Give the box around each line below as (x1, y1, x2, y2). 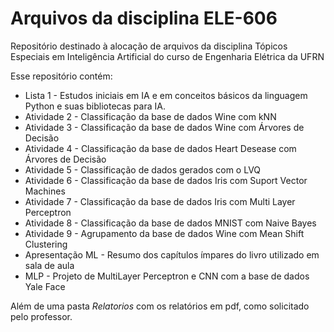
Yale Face (24, 280, 66, 292)
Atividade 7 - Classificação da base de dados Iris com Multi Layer (24, 195, 296, 207)
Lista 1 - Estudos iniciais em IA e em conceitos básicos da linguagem (24, 89, 308, 101)
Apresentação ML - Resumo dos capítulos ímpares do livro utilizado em (24, 248, 320, 261)
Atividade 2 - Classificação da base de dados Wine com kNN (24, 110, 277, 122)
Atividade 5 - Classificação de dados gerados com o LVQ (24, 163, 262, 176)
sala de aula (24, 259, 75, 271)
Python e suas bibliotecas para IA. (24, 100, 166, 112)
